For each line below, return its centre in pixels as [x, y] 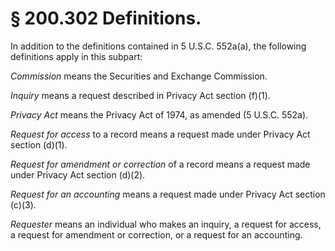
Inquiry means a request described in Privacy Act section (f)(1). [140, 95]
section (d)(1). [39, 144]
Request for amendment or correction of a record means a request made [160, 164]
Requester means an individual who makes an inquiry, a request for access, [166, 224]
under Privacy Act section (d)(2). [78, 174]
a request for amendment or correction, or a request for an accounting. [156, 234]
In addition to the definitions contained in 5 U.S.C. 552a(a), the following [158, 46]
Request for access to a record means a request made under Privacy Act [160, 134]
